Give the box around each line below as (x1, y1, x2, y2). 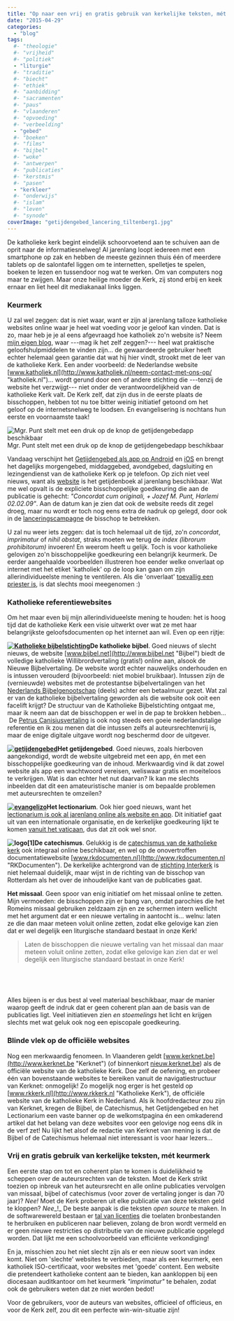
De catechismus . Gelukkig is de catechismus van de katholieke (34, 838, 218, 848)
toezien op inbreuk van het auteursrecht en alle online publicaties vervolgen (7, 1182, 226, 1190)
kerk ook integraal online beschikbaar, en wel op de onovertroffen (7, 846, 197, 855)
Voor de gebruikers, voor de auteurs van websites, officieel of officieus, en (7, 1298, 222, 1306)
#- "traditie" (13, 69, 54, 76)
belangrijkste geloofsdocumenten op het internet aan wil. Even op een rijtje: (7, 628, 225, 637)
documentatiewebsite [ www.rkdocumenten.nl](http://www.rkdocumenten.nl (7, 854, 226, 862)
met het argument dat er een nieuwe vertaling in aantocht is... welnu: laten (7, 912, 221, 920)
